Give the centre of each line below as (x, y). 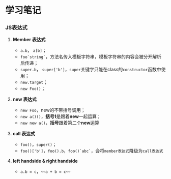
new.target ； (34, 82)
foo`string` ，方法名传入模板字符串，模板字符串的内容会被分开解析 (91, 57)
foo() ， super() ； (38, 144)
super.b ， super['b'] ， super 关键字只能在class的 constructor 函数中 (91, 70)
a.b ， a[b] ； (33, 50)
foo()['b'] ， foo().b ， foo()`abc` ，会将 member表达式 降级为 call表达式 (92, 151)
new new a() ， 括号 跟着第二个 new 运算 (60, 123)
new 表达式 (24, 99)
